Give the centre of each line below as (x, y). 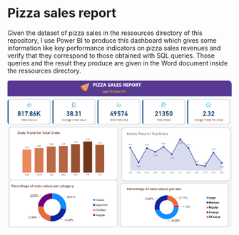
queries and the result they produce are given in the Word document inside (118, 63)
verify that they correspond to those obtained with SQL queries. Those (111, 56)
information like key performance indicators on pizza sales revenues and (114, 48)
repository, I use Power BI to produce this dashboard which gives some (112, 40)
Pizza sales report (62, 13)
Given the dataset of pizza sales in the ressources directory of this (105, 33)
